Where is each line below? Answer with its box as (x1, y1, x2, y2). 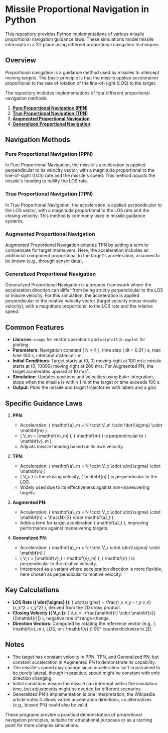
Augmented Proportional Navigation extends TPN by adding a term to (5, 242, 149, 248)
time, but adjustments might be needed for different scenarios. (12, 686, 142, 692)
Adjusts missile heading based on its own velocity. (20, 443, 124, 449)
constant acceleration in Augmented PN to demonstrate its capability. (12, 659, 156, 665)
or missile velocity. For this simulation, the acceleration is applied (5, 292, 139, 298)
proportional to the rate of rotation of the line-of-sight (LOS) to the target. (5, 80, 156, 86)
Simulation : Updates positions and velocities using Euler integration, (12, 374, 154, 380)
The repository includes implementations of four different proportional (5, 89, 150, 96)
